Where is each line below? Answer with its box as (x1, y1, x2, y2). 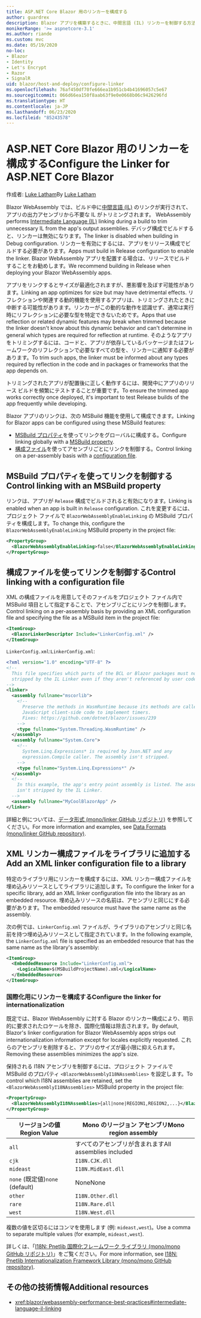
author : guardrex (6, 14, 50, 20)
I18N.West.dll (75, 1209, 115, 1216)
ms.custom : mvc (6, 37, 44, 43)
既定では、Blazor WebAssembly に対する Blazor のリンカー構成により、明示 (6, 1015, 194, 1022)
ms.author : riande (6, 31, 52, 37)
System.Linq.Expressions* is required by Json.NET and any (22, 749, 172, 755)
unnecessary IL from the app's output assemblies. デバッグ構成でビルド (6, 225, 184, 232)
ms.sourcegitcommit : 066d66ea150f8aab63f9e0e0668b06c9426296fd (6, 92, 167, 98)
